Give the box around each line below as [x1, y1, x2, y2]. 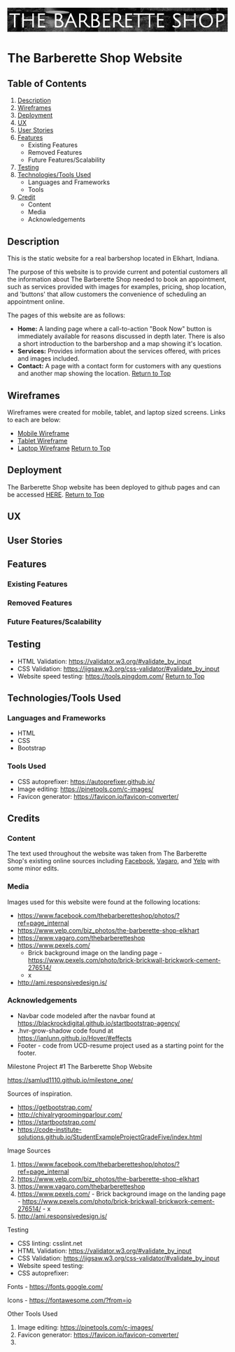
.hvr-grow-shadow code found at [17, 1026, 113, 1035]
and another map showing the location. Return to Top [17, 369, 171, 378]
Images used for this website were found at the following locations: [7, 898, 201, 906]
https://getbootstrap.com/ [17, 1103, 92, 1111]
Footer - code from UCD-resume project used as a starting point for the [17, 1041, 224, 1050]
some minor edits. [7, 864, 59, 872]
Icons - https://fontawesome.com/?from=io [7, 1296, 132, 1304]
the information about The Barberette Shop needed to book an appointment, [7, 275, 227, 284]
